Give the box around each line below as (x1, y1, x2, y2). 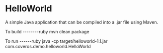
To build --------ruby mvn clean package (5, 28, 89, 34)
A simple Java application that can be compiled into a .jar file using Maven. (5, 19, 159, 25)
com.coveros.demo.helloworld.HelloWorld (5, 43, 91, 49)
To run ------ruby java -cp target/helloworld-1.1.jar (5, 38, 108, 44)
